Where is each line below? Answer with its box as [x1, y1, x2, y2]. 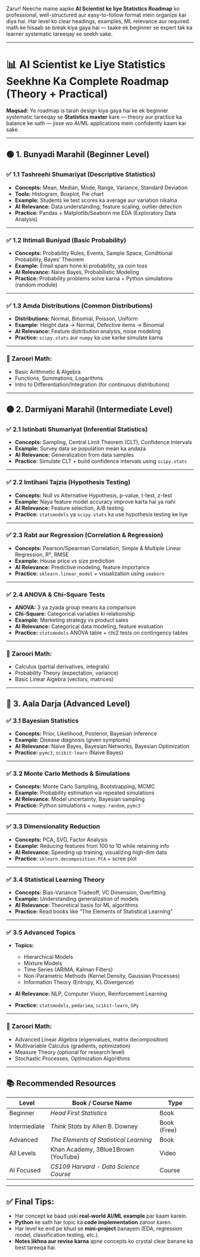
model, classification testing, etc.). [14, 1231, 99, 1239]
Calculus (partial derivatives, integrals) [14, 663, 110, 670]
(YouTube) [50, 1153, 80, 1161]
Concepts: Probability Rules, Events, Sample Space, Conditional [14, 249, 173, 257]
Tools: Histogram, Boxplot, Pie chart [14, 190, 104, 197]
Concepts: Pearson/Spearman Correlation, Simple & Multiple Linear [14, 544, 182, 551]
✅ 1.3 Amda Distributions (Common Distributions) [6, 301, 153, 310]
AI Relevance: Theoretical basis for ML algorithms [14, 902, 139, 909]
